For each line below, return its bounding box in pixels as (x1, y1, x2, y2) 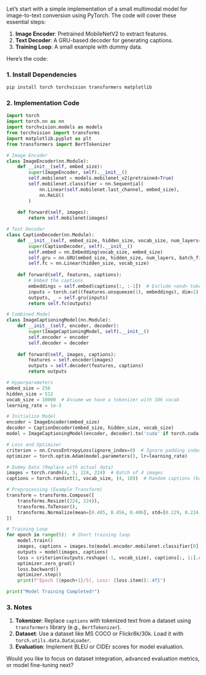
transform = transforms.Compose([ (6, 492, 95, 499)
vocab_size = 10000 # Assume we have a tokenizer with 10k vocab (6, 396, 180, 403)
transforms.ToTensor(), (17, 503, 78, 510)
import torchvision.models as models (6, 124, 103, 131)
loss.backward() (17, 566, 59, 573)
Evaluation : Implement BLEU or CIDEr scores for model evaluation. (15, 643, 185, 650)
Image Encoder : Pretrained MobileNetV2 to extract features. (15, 30, 169, 37)
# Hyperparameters (6, 380, 53, 386)
